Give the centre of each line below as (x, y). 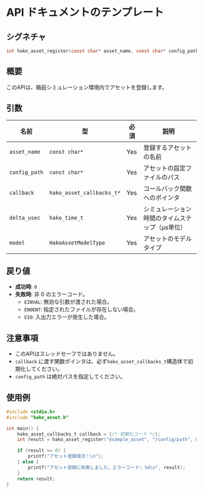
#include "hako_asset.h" (37, 417)
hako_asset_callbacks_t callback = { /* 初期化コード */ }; (89, 434)
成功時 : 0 (26, 287)
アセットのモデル (168, 238)
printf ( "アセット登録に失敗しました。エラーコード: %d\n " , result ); (107, 468)
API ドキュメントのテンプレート (85, 12)
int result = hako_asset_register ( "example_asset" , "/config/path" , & (108, 440)
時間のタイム (162, 218)
